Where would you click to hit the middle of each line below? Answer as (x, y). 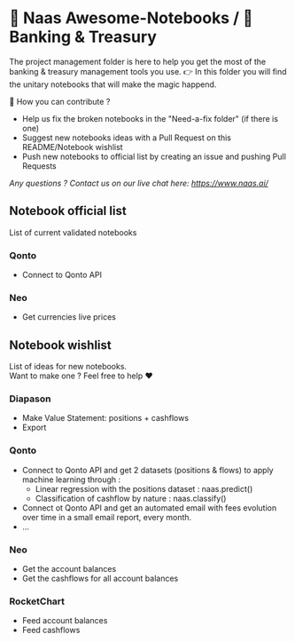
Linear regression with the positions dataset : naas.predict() (144, 488)
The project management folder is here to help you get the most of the (138, 61)
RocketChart (37, 601)
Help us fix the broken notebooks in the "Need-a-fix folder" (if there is (150, 118)
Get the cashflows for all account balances (100, 579)
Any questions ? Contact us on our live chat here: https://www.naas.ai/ (139, 183)
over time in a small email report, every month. (107, 517)
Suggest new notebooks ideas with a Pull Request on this (127, 138)
